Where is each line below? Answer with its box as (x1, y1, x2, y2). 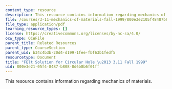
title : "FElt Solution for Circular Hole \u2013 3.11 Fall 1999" (5, 60, 147, 65)
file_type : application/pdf (5, 21, 66, 27)
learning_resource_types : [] (5, 26, 68, 32)
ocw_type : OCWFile (5, 36, 45, 41)
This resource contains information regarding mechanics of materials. (5, 78, 153, 84)
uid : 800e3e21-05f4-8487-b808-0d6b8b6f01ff (5, 64, 100, 69)
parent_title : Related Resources (5, 41, 77, 46)
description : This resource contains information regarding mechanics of (5, 12, 166, 17)
